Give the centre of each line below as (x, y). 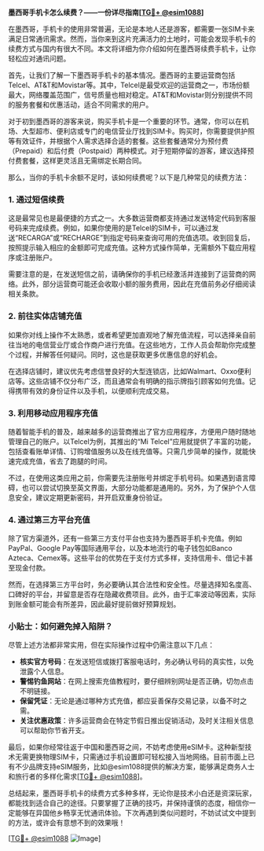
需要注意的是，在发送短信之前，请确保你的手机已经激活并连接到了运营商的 (128, 274)
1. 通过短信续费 (37, 200)
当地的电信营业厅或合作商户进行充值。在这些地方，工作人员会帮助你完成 (132, 344)
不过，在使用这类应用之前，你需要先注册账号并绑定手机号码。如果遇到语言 (128, 478)
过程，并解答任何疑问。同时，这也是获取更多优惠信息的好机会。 (118, 354)
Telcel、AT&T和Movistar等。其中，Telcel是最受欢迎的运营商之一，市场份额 (129, 85)
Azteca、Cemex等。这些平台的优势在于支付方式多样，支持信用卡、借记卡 (127, 558)
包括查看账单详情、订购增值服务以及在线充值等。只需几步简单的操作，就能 (128, 451)
